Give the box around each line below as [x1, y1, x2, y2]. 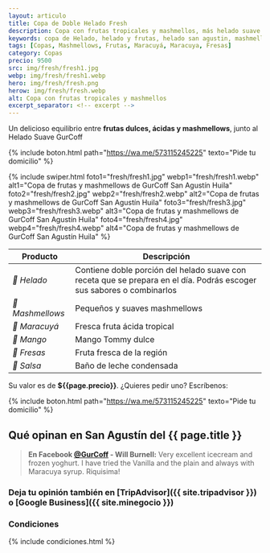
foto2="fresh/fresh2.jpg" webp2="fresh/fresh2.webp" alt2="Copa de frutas [8, 189, 260, 199]
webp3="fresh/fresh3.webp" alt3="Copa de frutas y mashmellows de [8, 206, 239, 216]
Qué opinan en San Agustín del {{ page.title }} [8, 428, 243, 442]
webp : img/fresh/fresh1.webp [8, 72, 106, 80]
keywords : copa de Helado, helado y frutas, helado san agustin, [8, 34, 231, 43]
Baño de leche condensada [75, 360, 178, 371]
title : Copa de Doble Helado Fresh [8, 19, 128, 27]
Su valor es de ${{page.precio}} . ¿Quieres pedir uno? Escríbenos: [8, 381, 228, 390]
